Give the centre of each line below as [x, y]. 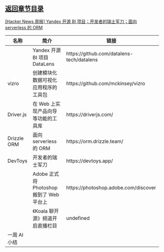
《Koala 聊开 [46, 211]
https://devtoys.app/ [90, 161]
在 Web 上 [44, 104]
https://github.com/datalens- [100, 54]
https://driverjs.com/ [90, 115]
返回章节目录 [24, 9]
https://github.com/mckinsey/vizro [106, 83]
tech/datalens [82, 59]
